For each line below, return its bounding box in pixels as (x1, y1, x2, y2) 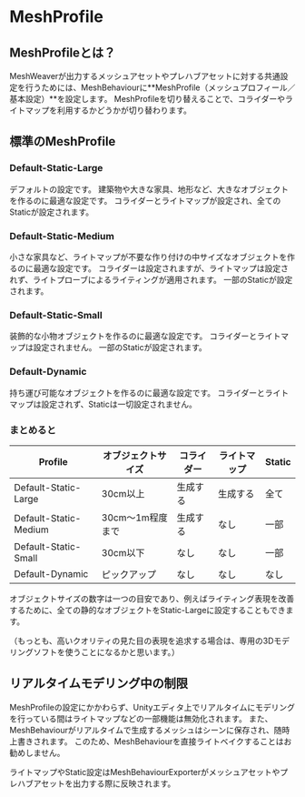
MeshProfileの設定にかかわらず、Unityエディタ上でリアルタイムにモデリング (9, 701, 296, 712)
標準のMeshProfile (9, 134, 116, 149)
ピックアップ (101, 568, 157, 580)
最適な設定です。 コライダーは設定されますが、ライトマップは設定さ (33, 262, 289, 274)
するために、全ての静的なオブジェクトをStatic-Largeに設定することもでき (9, 604, 286, 615)
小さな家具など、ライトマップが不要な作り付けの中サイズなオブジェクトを (9, 251, 288, 262)
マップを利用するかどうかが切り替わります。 (25, 105, 192, 116)
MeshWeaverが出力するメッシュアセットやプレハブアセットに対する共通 (9, 71, 280, 81)
